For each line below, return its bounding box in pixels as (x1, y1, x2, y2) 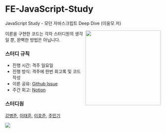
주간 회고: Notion (12, 87, 46, 93)
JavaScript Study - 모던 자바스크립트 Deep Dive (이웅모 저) (5, 20, 122, 26)
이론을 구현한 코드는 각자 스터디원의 (5, 30, 74, 36)
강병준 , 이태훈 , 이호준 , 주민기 (5, 112, 61, 118)
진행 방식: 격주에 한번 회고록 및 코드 (12, 69, 81, 75)
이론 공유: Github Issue (12, 81, 58, 87)
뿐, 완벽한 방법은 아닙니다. (10, 37, 61, 43)
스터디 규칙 (5, 50, 30, 57)
